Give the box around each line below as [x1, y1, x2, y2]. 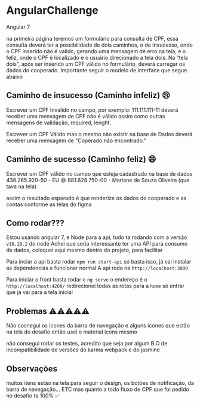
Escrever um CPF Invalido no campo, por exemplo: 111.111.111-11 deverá [6, 106, 179, 114]
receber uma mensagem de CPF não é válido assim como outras [6, 112, 165, 120]
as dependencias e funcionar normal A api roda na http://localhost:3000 [6, 264, 188, 272]
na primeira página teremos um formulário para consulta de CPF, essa [6, 35, 179, 42]
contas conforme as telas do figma [6, 201, 92, 208]
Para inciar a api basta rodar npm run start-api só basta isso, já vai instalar [6, 258, 192, 265]
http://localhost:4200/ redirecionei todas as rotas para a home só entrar [6, 282, 185, 290]
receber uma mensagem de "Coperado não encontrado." [6, 137, 146, 144]
